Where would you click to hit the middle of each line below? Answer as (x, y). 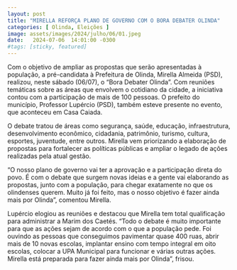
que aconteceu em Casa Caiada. (55, 112)
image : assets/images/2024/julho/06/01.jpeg (74, 34)
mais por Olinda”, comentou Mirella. (59, 200)
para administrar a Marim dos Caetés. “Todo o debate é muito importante (114, 221)
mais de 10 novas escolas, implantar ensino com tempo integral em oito (112, 244)
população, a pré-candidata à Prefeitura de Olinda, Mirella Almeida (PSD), (115, 74)
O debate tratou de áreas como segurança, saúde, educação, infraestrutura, (119, 126)
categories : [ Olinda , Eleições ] (59, 27)
